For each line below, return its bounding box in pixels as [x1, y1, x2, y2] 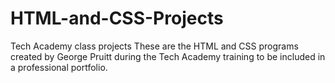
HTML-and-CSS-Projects [10, 7, 224, 30]
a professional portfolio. [10, 61, 108, 73]
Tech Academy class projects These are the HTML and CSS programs [10, 40, 299, 52]
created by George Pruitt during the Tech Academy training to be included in [10, 50, 326, 62]
